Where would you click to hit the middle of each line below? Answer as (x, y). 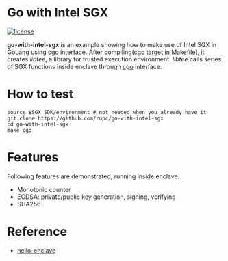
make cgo (20, 130)
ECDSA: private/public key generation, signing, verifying (96, 197)
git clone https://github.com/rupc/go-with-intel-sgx (86, 118)
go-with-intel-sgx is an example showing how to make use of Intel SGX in (112, 44)
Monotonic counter (44, 189)
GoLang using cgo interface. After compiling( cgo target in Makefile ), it (106, 52)
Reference (37, 232)
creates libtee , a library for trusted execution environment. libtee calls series (114, 59)
